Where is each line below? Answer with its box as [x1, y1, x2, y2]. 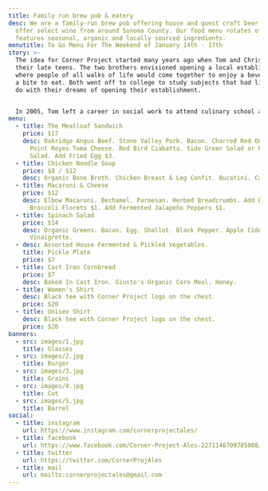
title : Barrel [22, 404, 69, 412]
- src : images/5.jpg [15, 397, 84, 405]
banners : [8, 330, 37, 338]
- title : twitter [15, 449, 73, 457]
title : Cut [22, 389, 59, 398]
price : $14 [22, 219, 59, 227]
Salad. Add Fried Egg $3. [29, 152, 116, 160]
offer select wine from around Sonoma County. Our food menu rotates [15, 26, 251, 34]
